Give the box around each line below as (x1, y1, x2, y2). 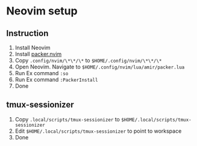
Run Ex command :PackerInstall (14, 76, 98, 83)
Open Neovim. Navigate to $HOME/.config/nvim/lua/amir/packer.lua (14, 63, 185, 70)
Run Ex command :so (14, 70, 69, 76)
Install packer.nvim (14, 50, 62, 58)
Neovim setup (6, 4, 78, 18)
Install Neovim (14, 44, 51, 51)
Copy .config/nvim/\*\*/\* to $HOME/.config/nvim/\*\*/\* (14, 57, 162, 64)
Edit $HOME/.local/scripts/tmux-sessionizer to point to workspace (14, 127, 182, 135)
